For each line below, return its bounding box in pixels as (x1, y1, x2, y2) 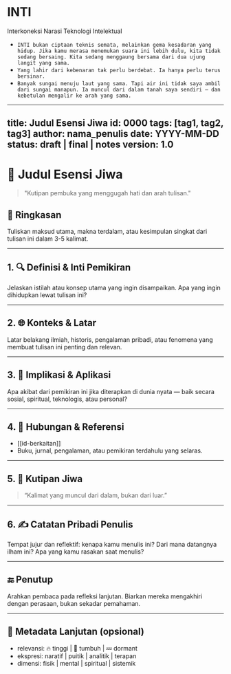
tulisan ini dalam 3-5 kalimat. (7, 235, 89, 243)
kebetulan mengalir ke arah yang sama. (16, 92, 132, 99)
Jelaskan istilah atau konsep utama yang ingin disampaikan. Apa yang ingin (7, 283, 221, 292)
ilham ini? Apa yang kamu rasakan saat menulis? (7, 547, 144, 556)
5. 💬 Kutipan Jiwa (7, 472, 83, 485)
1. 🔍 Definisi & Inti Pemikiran (7, 262, 131, 274)
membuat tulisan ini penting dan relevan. (7, 343, 122, 351)
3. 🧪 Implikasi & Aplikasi (7, 369, 111, 381)
